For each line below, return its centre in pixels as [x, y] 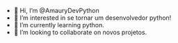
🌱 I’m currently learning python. [59, 25]
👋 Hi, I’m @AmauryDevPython [56, 11]
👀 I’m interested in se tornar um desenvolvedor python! [92, 18]
